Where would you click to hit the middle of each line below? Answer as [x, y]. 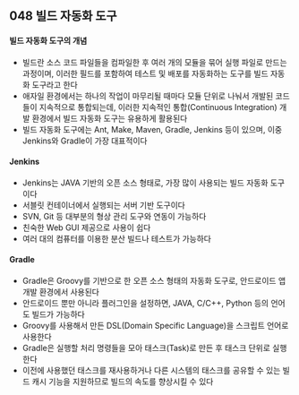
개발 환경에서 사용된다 [61, 292]
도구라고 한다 [55, 84]
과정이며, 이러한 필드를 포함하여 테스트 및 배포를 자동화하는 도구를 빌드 [145, 73]
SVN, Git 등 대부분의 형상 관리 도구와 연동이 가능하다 [114, 216]
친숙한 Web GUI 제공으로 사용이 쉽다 [86, 228]
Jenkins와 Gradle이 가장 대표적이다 [85, 141]
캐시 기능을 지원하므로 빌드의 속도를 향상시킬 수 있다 [123, 382]
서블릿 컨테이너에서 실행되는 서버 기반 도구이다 [103, 205]
